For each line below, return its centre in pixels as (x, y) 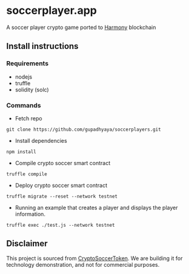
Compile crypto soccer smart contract (63, 163)
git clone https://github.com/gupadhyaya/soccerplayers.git (84, 129)
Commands (24, 105)
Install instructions (42, 46)
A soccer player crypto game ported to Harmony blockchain (81, 27)
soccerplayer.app (51, 11)
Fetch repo (28, 118)
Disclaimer (27, 243)
